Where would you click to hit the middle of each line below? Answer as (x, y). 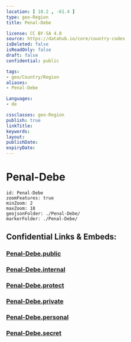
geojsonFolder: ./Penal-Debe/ (43, 214)
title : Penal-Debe (29, 22)
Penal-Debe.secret (34, 333)
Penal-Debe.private (35, 301)
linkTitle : (19, 126)
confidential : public (33, 61)
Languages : (19, 99)
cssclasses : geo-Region (35, 115)
